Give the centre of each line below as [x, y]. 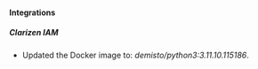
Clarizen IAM [34, 33]
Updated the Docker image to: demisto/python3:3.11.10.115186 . [135, 55]
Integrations [32, 12]
